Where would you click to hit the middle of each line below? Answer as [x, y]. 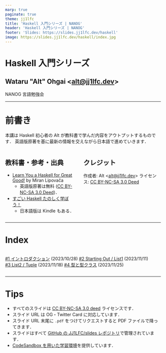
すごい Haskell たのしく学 [38, 198]
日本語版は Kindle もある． [47, 211]
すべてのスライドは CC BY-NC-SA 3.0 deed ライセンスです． [74, 308]
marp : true [16, 10]
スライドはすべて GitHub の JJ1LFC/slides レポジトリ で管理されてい [81, 333]
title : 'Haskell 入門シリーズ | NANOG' [44, 23]
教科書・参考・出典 [34, 163]
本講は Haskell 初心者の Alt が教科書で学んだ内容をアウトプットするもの [78, 135]
